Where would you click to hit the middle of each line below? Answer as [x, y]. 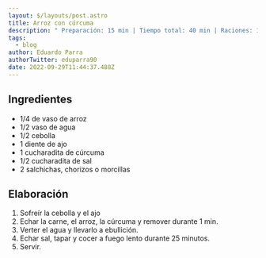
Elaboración [38, 194]
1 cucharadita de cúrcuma [62, 152]
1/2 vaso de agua [47, 127]
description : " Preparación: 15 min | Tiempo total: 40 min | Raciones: [131, 30]
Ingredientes [40, 100]
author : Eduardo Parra [46, 52]
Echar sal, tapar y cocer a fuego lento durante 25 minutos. [115, 238]
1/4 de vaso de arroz [53, 118]
